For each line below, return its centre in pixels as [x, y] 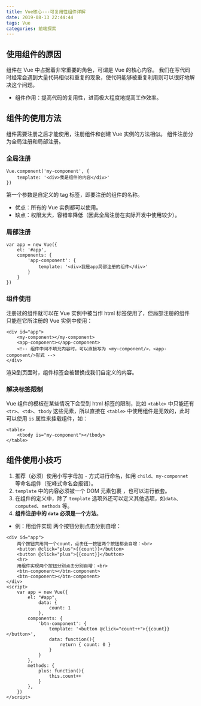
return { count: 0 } [85, 645]
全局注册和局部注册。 [37, 141]
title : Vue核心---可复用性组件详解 [46, 12]
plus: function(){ [61, 671]
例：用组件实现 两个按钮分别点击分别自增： [68, 526]
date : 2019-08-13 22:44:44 [40, 17]
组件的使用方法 [34, 118]
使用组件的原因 [34, 54]
